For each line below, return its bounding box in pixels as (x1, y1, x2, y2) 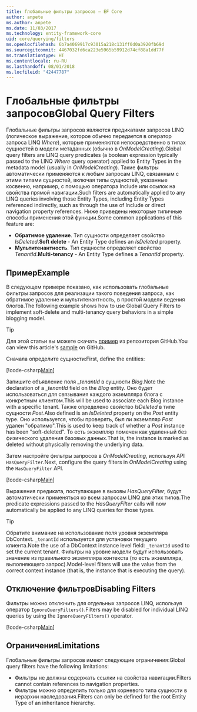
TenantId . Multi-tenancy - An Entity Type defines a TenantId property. (14, 251, 184, 258)
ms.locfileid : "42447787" (6, 69, 69, 75)
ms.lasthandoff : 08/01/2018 (6, 63, 75, 70)
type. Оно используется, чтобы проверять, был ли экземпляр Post (6, 416, 173, 422)
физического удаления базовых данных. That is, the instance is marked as (6, 435, 189, 441)
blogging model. (6, 315, 46, 321)
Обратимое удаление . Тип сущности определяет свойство (14, 232, 165, 239)
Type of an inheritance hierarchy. (14, 699, 95, 706)
